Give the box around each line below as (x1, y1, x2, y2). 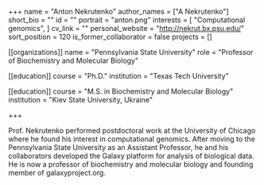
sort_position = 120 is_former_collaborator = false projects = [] (8, 32, 212, 41)
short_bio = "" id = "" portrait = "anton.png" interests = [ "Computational (8, 15, 246, 25)
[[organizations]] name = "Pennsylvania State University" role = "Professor (8, 48, 254, 56)
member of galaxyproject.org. (8, 168, 106, 177)
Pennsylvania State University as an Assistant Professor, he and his (8, 143, 229, 152)
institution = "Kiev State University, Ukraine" (8, 95, 153, 104)
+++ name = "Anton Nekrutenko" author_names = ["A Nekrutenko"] (8, 7, 229, 16)
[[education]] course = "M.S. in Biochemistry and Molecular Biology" (8, 87, 234, 96)
